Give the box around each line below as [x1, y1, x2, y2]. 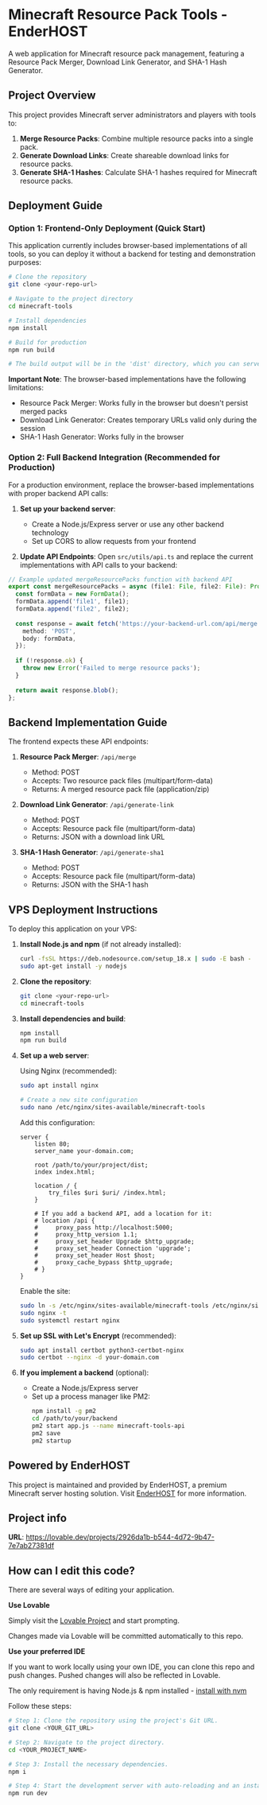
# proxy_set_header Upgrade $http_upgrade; [34, 1237, 195, 1245]
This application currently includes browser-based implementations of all [8, 241, 248, 250]
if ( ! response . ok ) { [15, 657, 83, 665]
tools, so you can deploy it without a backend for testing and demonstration [8, 249, 256, 259]
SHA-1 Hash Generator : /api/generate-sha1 [19, 848, 164, 857]
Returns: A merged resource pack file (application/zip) [31, 785, 210, 794]
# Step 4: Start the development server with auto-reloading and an [8, 1782, 240, 1790]
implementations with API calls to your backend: [19, 560, 178, 569]
